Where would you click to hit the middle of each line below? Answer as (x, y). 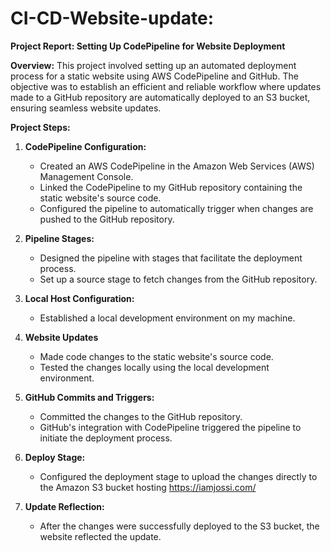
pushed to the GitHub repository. (107, 219)
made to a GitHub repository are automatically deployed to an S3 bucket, (160, 97)
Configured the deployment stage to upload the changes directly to (178, 476)
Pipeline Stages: (59, 238)
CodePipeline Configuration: (85, 146)
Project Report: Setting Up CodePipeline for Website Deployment (148, 46)
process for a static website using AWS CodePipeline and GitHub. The (154, 76)
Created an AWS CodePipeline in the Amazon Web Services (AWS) (177, 166)
